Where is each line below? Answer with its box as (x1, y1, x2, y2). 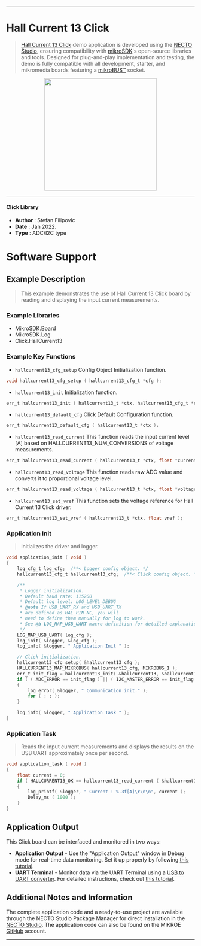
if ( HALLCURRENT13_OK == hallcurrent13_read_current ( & (17, 778, 165, 784)
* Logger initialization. (19, 587, 84, 593)
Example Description (6, 274, 86, 284)
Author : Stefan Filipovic (14, 217, 76, 224)
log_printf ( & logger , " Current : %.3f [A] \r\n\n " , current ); (28, 789, 186, 795)
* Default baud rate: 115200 (19, 593, 93, 599)
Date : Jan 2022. (14, 223, 57, 231)
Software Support (6, 250, 97, 264)
